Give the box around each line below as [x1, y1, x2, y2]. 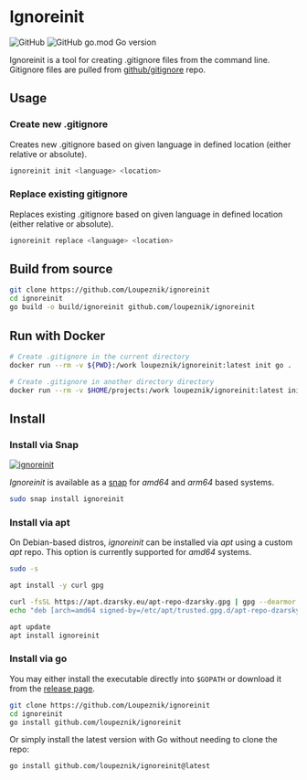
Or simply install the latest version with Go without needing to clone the [9, 734, 278, 745]
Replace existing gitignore [9, 187, 128, 200]
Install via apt [9, 516, 70, 529]
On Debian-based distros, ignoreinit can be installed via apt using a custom [9, 537, 293, 548]
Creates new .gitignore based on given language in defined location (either [9, 139, 291, 150]
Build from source [9, 262, 113, 277]
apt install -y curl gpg [9, 581, 104, 591]
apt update [9, 622, 51, 632]
